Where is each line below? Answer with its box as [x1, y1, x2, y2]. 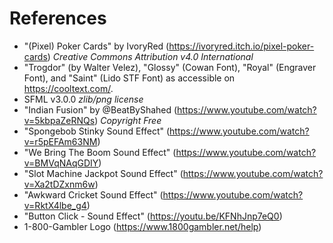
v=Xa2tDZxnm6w [23, 178, 96, 190]
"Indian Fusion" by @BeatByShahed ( [23, 103, 178, 116]
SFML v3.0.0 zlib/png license [23, 93, 144, 105]
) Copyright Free [94, 114, 162, 126]
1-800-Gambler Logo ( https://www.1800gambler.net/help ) [23, 220, 262, 232]
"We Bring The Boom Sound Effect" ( [23, 146, 177, 158]
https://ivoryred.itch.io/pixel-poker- [168, 40, 315, 52]
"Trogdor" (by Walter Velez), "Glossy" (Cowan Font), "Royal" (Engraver [23, 61, 317, 73]
